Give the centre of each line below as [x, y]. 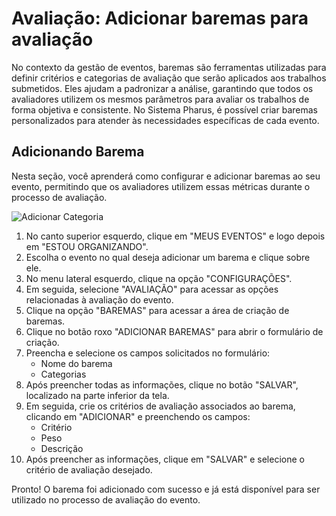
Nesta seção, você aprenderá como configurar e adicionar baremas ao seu [166, 176]
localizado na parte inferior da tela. [97, 395]
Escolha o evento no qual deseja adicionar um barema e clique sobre [168, 257]
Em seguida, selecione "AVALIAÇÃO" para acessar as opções [152, 289]
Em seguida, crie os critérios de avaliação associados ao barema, [160, 406]
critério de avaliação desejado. [89, 469]
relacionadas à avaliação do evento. [99, 299]
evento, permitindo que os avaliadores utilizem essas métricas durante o [161, 186]
